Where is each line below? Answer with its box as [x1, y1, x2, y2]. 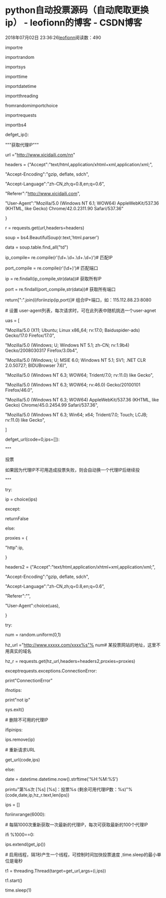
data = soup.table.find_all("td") [5, 244, 69, 250]
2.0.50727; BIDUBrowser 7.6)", [5, 362, 67, 368]
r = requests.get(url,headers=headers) [5, 225, 85, 231]
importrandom [5, 54, 35, 60]
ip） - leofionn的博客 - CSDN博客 [5, 17, 143, 28]
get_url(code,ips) [5, 757, 40, 763]
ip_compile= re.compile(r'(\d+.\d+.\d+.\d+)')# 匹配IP [5, 254, 113, 260]
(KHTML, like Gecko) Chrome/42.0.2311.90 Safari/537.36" [5, 205, 124, 211]
